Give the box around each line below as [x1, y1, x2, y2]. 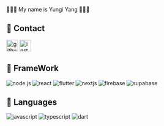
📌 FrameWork [6, 63, 59, 74]
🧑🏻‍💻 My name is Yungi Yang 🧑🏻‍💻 [6, 6, 90, 13]
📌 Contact [6, 23, 45, 33]
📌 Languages [6, 97, 57, 108]
